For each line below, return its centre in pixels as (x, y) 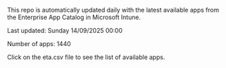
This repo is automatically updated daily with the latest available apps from (113, 10)
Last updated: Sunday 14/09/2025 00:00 (65, 31)
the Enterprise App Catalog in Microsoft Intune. (74, 17)
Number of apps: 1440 (39, 44)
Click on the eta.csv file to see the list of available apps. (86, 57)
